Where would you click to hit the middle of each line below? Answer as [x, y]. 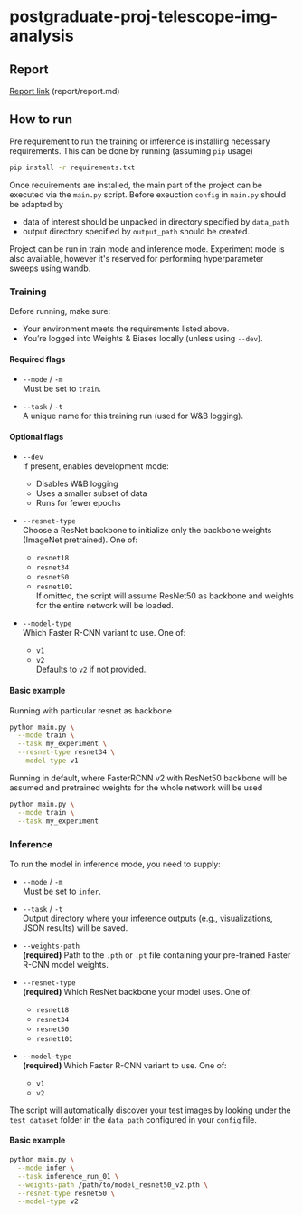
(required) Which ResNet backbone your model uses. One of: [137, 991]
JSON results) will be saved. [75, 928]
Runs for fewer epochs [78, 503]
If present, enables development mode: [95, 466]
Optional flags [37, 436]
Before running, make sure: [60, 311]
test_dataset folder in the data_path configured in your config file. [133, 1119]
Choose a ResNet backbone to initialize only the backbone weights [147, 531]
